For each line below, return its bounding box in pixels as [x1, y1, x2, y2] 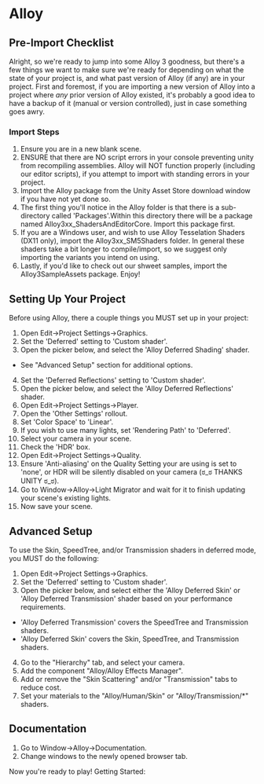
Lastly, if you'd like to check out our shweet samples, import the [20, 261, 228, 271]
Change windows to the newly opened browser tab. [20, 751, 188, 760]
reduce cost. [20, 683, 62, 692]
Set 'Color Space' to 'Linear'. [20, 417, 113, 427]
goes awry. [9, 107, 46, 116]
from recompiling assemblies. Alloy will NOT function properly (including [20, 161, 255, 170]
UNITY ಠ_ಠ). [20, 476, 60, 485]
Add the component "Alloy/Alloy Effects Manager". [20, 665, 184, 676]
